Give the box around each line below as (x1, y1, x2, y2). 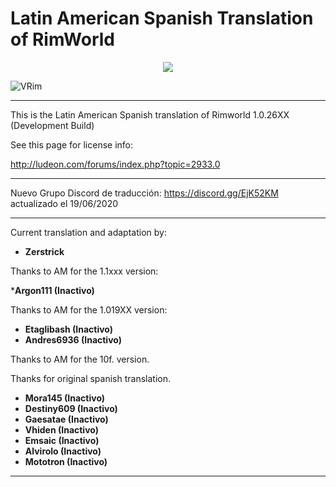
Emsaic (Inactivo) (24, 434, 100, 446)
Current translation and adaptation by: (10, 226, 167, 238)
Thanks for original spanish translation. (10, 372, 171, 384)
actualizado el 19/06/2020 (10, 197, 119, 209)
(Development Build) (10, 119, 95, 131)
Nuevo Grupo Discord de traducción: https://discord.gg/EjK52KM (10, 187, 279, 199)
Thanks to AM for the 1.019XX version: (10, 303, 168, 316)
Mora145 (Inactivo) (24, 392, 106, 404)
